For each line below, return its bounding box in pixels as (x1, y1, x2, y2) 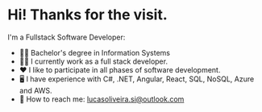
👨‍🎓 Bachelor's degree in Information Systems (19, 48, 171, 57)
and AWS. (19, 85, 53, 95)
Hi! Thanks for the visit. (7, 6, 168, 24)
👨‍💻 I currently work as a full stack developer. (19, 56, 168, 66)
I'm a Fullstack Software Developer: (7, 32, 126, 42)
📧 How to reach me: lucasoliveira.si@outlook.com (19, 94, 185, 104)
